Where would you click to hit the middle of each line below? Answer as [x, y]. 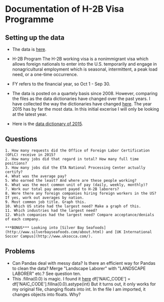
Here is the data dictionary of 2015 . [47, 124]
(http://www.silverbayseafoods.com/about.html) [55, 232]
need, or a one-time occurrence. [45, 74]
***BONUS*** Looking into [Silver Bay [45, 227]
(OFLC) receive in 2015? [30, 155]
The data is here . [29, 49]
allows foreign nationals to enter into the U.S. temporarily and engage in [84, 64]
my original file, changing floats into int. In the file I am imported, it [79, 289]
